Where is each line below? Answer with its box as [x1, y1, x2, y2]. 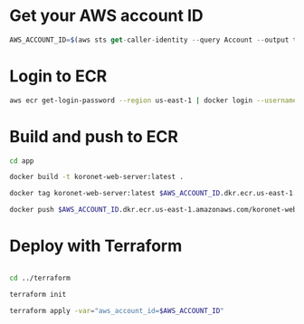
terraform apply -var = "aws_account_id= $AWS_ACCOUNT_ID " [9, 306, 224, 315]
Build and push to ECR [9, 126, 179, 147]
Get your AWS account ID [9, 5, 204, 26]
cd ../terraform [9, 273, 71, 282]
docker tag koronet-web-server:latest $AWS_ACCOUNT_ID [9, 189, 221, 198]
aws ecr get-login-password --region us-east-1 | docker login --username [9, 96, 298, 105]
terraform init [9, 290, 67, 299]
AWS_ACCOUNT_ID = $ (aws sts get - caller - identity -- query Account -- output [9, 35, 290, 44]
